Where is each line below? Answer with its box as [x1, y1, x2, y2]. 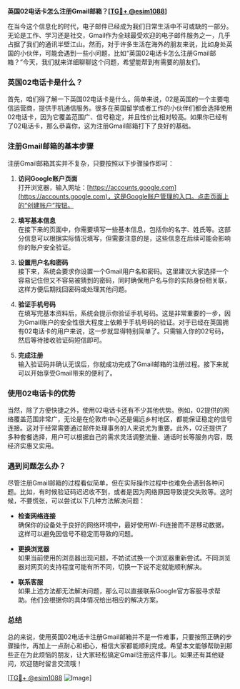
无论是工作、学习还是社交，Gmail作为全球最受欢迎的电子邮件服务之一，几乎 [7, 31, 231, 39]
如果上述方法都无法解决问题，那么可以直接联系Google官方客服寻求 [17, 587, 215, 595]
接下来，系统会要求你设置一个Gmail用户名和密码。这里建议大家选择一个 [17, 267, 229, 276]
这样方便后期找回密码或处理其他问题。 [17, 285, 131, 293]
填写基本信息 [17, 216, 56, 224]
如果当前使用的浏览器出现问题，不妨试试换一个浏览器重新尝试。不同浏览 [17, 553, 231, 563]
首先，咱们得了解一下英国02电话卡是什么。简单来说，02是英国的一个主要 [7, 95, 224, 104]
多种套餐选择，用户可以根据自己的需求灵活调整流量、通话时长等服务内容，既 [7, 432, 233, 441]
